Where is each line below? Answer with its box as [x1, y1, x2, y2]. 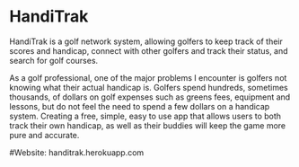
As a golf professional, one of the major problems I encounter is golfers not [9, 72, 287, 83]
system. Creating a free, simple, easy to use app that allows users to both [9, 110, 281, 121]
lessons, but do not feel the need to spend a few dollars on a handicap [9, 101, 270, 111]
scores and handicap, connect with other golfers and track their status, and [9, 45, 289, 56]
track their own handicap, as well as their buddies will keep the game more [9, 119, 286, 131]
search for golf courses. [9, 55, 99, 66]
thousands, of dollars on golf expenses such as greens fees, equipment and [9, 92, 291, 102]
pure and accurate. [9, 129, 80, 140]
